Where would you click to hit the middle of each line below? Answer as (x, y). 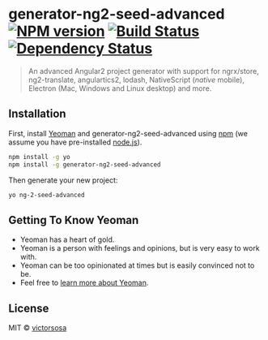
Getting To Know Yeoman (74, 220)
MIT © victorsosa (38, 328)
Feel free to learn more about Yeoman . (84, 283)
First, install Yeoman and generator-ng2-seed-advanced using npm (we (128, 133)
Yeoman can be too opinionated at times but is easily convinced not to (137, 265)
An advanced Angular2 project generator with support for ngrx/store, (143, 71)
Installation (37, 114)
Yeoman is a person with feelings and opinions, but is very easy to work (140, 248)
